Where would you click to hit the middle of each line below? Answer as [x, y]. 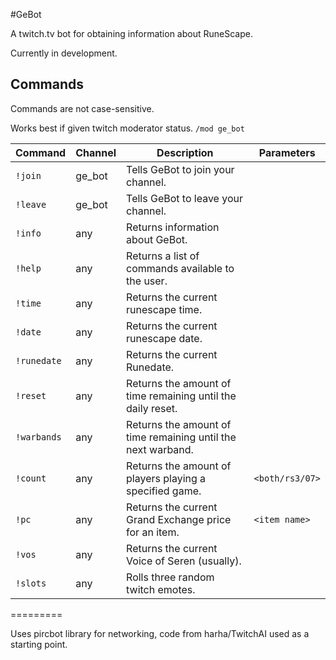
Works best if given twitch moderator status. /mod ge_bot [127, 128]
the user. [147, 281]
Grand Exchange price [179, 519]
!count [31, 478]
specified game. [164, 491]
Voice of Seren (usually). [184, 561]
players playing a [166, 478]
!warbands [38, 437]
